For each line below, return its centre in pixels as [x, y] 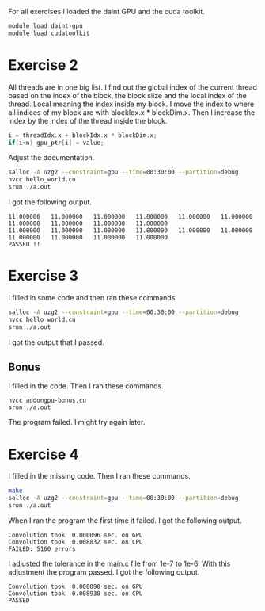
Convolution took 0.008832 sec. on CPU [76, 542]
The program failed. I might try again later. [77, 422]
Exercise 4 [44, 454]
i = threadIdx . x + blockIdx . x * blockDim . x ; [83, 135]
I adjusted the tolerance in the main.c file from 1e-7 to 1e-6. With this [119, 563]
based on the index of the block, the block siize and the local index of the [127, 95]
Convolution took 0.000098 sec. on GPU [76, 586]
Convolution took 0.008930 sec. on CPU [76, 594]
